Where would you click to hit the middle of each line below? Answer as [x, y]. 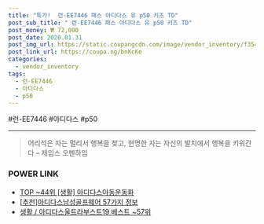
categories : [27, 60]
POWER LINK [33, 174]
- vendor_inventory [47, 67]
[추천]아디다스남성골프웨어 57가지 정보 [79, 202]
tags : [17, 74]
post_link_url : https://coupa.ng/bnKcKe [75, 52]
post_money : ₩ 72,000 [44, 30]
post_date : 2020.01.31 [45, 37]
